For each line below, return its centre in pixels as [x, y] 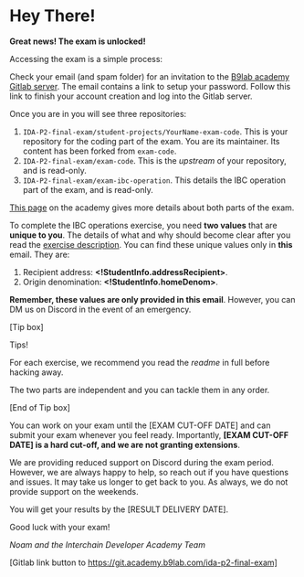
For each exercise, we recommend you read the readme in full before [140, 362]
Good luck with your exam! [60, 527]
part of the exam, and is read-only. [88, 189]
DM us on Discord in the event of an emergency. [100, 309]
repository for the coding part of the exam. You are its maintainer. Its [151, 141]
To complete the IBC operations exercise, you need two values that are [143, 225]
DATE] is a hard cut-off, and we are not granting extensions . [125, 444]
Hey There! [52, 16]
